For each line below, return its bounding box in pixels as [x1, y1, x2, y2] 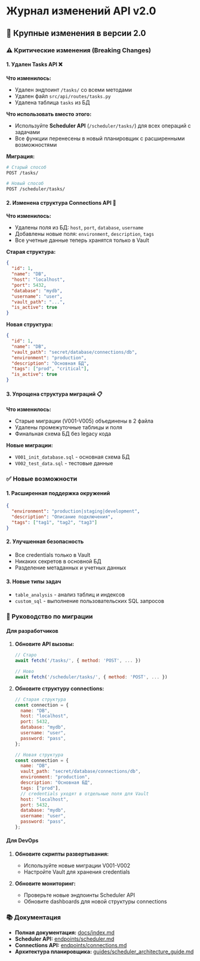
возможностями [14, 141, 57, 148]
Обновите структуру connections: [14, 684, 104, 692]
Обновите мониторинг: [14, 880, 76, 887]
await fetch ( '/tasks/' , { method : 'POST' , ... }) [14, 657, 141, 664]
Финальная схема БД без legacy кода [14, 430, 112, 438]
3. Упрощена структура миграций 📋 [6, 390, 103, 398]
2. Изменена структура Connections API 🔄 [6, 199, 116, 206]
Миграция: [6, 153, 35, 160]
